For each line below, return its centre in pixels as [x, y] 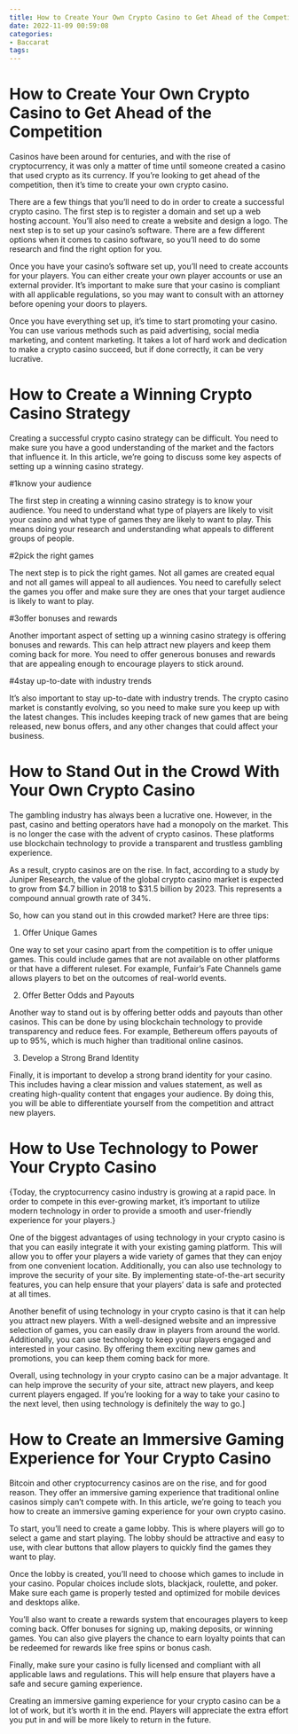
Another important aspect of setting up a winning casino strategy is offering [148, 636]
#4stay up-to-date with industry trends [81, 681]
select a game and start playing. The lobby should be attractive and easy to [147, 1538]
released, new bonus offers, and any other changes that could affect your [144, 726]
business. [27, 736]
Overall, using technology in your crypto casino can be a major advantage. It [149, 1375]
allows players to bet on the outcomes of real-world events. [118, 977]
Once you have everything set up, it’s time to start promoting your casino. [143, 321]
